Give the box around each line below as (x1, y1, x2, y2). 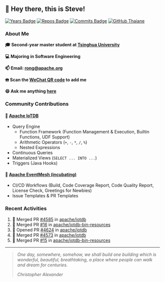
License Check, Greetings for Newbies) (12, 188, 92, 193)
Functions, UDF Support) (19, 134, 70, 140)
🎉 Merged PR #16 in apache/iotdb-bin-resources (12, 221, 110, 227)
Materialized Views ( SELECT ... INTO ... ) (12, 155, 97, 161)
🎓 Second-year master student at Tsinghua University (5, 42, 120, 48)
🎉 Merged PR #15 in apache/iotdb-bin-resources (12, 237, 110, 243)
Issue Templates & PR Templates (12, 193, 79, 199)
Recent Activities (5, 205, 47, 212)
